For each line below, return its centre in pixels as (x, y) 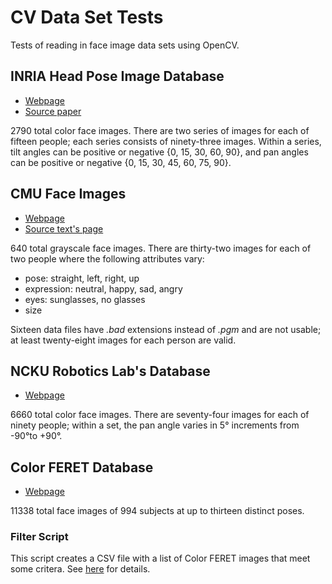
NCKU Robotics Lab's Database (110, 371)
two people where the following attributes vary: (107, 258)
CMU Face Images (68, 194)
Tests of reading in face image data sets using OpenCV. (125, 45)
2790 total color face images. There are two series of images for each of (160, 130)
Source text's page (64, 228)
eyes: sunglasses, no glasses (85, 299)
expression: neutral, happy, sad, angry (103, 288)
